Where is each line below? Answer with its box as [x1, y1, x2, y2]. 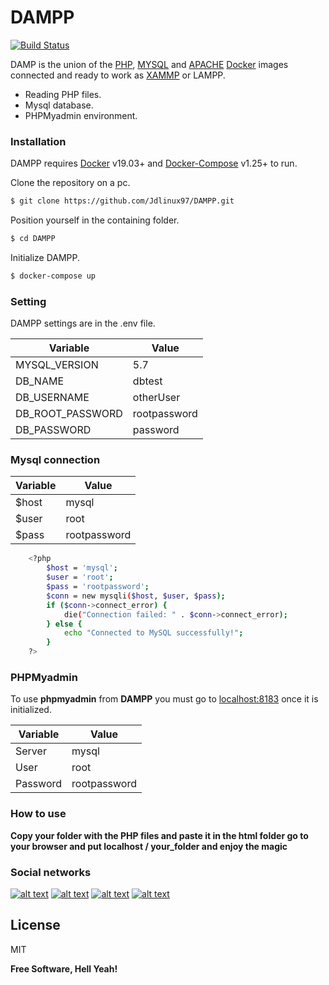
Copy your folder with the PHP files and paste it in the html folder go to [10, 829, 309, 841]
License [10, 917, 61, 934]
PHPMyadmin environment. [24, 109, 138, 121]
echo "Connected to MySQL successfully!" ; [63, 628, 244, 638]
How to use [10, 807, 67, 821]
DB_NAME [15, 374, 65, 388]
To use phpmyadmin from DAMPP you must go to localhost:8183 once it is [10, 693, 319, 705]
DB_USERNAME [15, 391, 90, 405]
